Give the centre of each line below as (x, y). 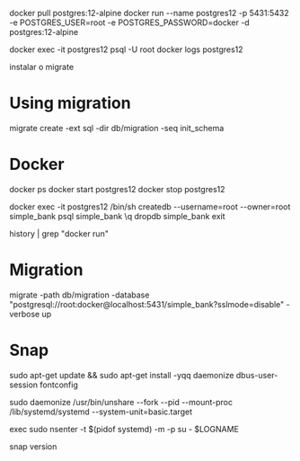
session (24, 385)
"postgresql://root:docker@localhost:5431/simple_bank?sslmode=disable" (147, 304)
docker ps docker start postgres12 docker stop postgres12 (118, 189)
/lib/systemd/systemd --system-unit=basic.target (101, 412)
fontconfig (59, 385)
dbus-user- (257, 375)
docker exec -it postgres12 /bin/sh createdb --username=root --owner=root (150, 207)
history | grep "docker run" (59, 234)
